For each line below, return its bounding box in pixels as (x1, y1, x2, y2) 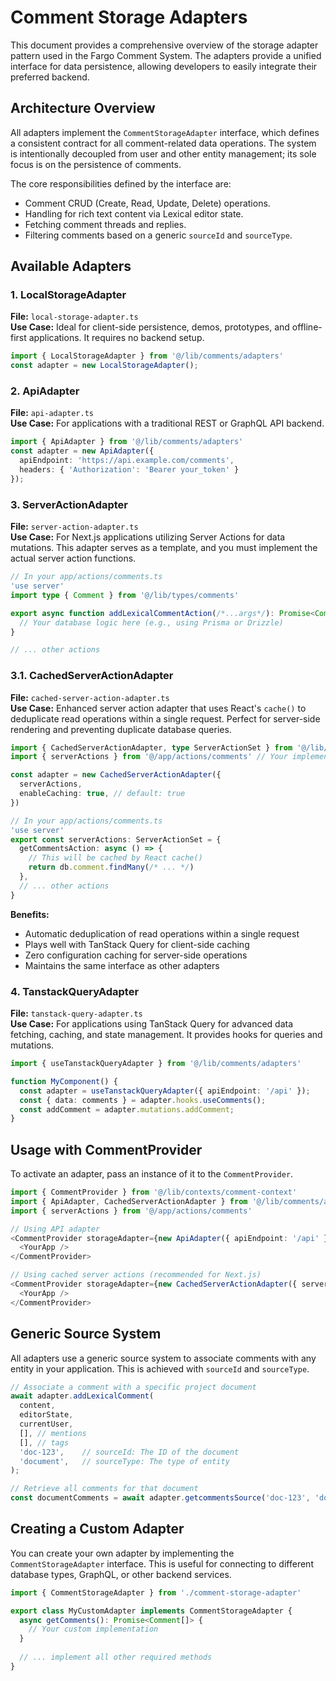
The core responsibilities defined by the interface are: (10, 177, 232, 190)
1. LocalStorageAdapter (10, 288, 127, 302)
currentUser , (19, 1419, 74, 1429)
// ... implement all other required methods (19, 1652, 213, 1663)
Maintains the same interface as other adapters (24, 959, 220, 971)
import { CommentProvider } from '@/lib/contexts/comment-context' (10, 1187, 298, 1198)
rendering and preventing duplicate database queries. (10, 723, 232, 735)
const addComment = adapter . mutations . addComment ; (19, 1104, 235, 1115)
